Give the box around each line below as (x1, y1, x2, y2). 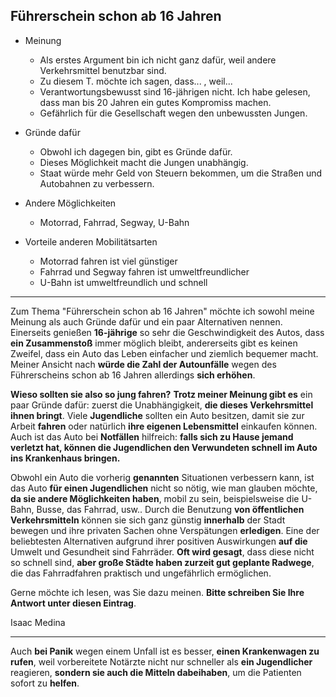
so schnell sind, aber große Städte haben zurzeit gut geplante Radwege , (10, 556, 315, 568)
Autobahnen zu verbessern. (39, 177, 155, 189)
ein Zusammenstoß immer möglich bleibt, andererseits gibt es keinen (10, 337, 298, 349)
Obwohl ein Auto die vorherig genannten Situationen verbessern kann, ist (10, 471, 315, 483)
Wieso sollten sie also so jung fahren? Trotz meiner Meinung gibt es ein (10, 388, 313, 400)
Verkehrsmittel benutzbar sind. (39, 64, 167, 76)
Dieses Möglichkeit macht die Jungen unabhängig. (39, 156, 249, 168)
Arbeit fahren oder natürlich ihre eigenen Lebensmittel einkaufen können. (10, 420, 318, 432)
